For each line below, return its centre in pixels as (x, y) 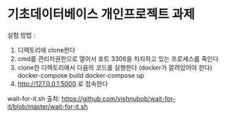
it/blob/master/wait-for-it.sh (48, 106)
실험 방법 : (21, 35)
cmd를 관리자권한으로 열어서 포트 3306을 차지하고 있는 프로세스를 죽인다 (118, 58)
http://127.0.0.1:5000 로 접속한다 (63, 83)
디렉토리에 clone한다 (46, 50)
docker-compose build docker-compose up (81, 75)
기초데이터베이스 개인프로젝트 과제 (101, 14)
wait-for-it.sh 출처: (34, 98)
